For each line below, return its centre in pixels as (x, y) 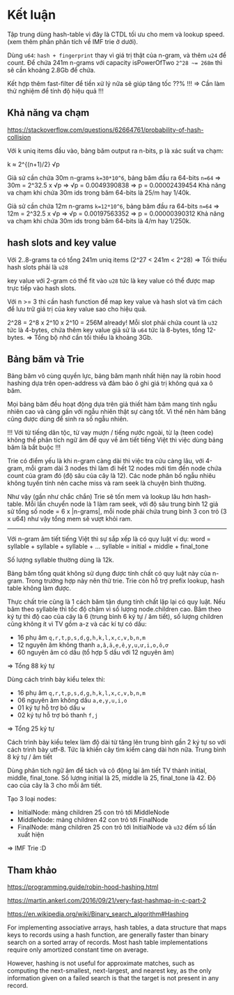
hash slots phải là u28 (38, 267)
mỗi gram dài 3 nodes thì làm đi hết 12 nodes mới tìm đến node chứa (124, 468)
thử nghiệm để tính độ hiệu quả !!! (56, 91)
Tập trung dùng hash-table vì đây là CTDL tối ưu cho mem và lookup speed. (116, 34)
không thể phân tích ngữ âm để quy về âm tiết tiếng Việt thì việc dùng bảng (115, 440)
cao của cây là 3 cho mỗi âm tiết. (55, 786)
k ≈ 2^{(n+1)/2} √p (34, 164)
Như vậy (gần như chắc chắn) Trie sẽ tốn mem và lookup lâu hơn (100, 497)
